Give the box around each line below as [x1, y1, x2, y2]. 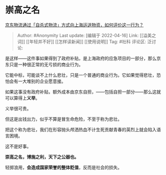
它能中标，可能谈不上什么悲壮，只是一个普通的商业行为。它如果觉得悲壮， [5, 72, 157, 78]
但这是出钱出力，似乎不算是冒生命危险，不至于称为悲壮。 [5, 116, 122, 122]
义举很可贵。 [5, 105, 31, 112]
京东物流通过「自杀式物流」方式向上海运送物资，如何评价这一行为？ [5, 22, 144, 28]
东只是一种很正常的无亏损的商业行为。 [5, 61, 83, 67]
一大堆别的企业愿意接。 [18, 78, 66, 84]
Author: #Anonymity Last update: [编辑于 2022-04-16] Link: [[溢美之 [17, 32, 157, 38]
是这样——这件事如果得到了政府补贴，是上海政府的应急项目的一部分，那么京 [5, 55, 161, 61]
